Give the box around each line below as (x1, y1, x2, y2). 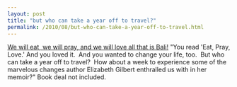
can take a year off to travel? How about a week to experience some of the (7, 58, 227, 66)
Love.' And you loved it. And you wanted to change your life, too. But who (7, 50, 225, 59)
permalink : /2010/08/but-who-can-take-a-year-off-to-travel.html (7, 23, 204, 30)
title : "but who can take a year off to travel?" (7, 17, 157, 24)
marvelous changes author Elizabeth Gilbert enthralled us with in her (7, 65, 207, 74)
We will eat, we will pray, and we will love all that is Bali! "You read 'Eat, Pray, (7, 43, 231, 52)
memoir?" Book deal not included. (7, 73, 106, 81)
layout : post (7, 10, 46, 18)
